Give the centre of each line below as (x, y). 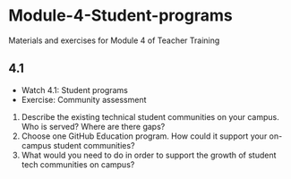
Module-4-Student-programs (121, 16)
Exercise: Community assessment (84, 99)
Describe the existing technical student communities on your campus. (150, 116)
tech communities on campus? (78, 164)
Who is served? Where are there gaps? (93, 126)
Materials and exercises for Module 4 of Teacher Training (114, 40)
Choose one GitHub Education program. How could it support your (144, 136)
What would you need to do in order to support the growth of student (149, 155)
